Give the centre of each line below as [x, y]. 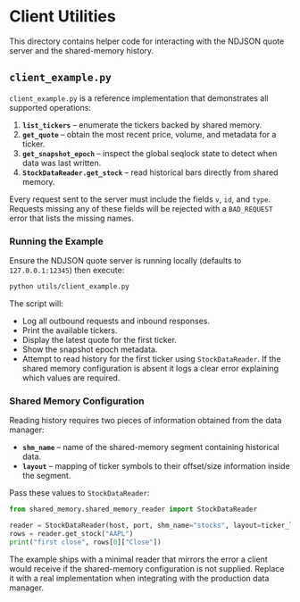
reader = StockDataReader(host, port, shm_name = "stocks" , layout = [135, 526]
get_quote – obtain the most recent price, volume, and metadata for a [149, 134]
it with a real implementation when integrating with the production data [139, 578]
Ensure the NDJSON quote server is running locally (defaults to [125, 261]
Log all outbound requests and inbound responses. [116, 321]
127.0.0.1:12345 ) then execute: [67, 271]
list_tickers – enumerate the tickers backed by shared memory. [142, 125]
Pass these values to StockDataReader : [79, 493]
